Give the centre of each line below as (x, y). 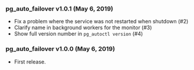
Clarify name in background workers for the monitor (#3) (83, 27)
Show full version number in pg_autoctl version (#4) (78, 34)
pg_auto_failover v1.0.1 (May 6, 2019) (59, 9)
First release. (30, 62)
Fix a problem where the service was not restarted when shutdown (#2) (101, 22)
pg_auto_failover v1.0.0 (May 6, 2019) (60, 49)
